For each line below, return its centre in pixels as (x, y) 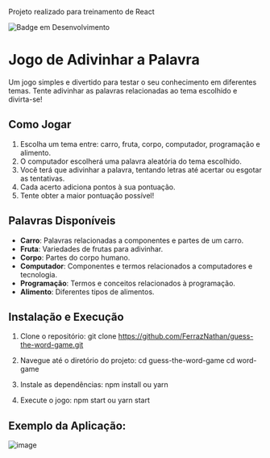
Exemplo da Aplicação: (67, 425)
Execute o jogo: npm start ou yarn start (85, 400)
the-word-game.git (52, 345)
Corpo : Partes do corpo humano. (75, 257)
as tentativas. (42, 178)
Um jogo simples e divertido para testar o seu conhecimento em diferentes (133, 82)
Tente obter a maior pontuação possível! (87, 195)
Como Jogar (40, 125)
